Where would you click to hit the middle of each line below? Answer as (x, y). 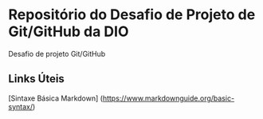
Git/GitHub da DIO (69, 32)
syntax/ (21, 106)
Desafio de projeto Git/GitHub (57, 54)
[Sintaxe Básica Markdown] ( (56, 98)
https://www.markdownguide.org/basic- (169, 98)
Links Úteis (37, 79)
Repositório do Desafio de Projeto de (132, 15)
